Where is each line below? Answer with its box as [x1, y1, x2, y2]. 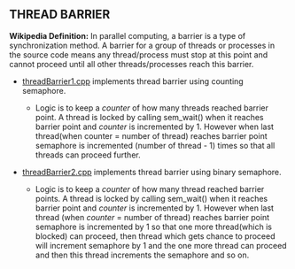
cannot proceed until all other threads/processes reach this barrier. [9, 58, 254, 69]
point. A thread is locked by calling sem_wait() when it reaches [35, 111, 264, 122]
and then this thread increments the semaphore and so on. [35, 250, 250, 260]
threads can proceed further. [35, 150, 141, 160]
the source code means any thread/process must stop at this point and [9, 49, 268, 60]
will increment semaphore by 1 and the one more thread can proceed [35, 240, 287, 250]
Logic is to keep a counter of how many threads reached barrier [35, 102, 268, 113]
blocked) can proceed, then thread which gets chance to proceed [35, 230, 276, 242]
